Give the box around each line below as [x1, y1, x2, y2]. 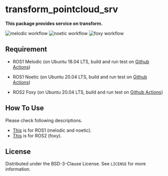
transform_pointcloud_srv [5, 4, 119, 15]
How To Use [5, 104, 44, 112]
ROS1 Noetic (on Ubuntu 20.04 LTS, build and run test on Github [12, 74, 148, 80]
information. [5, 166, 31, 172]
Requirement [5, 45, 47, 54]
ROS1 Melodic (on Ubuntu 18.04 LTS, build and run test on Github [12, 58, 149, 65]
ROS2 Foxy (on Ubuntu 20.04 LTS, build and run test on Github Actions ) [12, 89, 163, 95]
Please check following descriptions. [5, 117, 82, 123]
